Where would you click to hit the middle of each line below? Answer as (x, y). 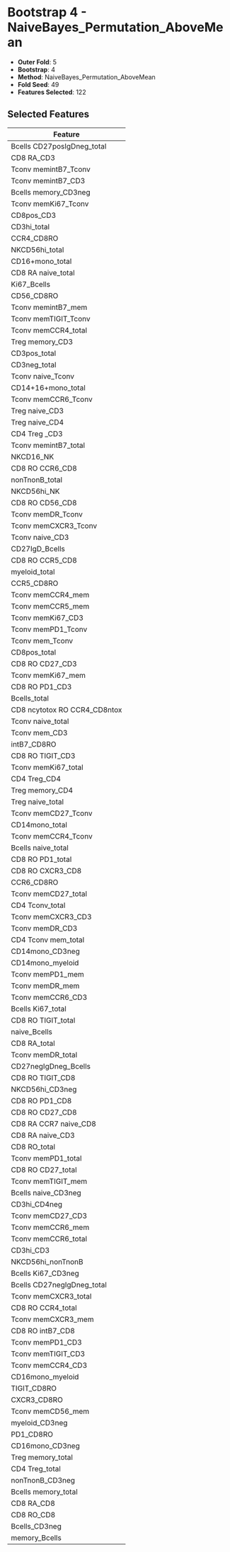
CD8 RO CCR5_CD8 (44, 560)
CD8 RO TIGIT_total (43, 1020)
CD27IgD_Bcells (38, 548)
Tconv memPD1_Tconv (49, 629)
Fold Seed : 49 (38, 84)
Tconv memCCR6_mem (50, 1227)
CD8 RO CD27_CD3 (44, 664)
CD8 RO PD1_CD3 (41, 686)
